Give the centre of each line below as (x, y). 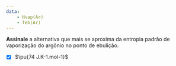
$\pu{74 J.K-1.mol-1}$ (41, 57)
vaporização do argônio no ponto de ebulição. (63, 45)
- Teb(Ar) (29, 22)
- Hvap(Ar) (30, 17)
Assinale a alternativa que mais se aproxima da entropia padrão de (88, 39)
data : (13, 11)
